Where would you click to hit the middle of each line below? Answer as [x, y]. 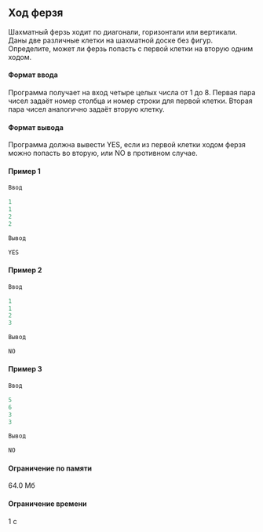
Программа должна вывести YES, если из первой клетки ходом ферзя [127, 145]
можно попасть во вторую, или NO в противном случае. [103, 153]
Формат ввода [33, 75]
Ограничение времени [47, 504]
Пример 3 [25, 369]
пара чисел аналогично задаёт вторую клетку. [86, 109]
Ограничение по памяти [50, 468]
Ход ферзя [36, 13]
